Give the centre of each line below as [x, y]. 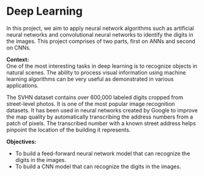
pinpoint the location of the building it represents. [69, 130]
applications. [22, 85]
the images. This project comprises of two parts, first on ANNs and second [101, 41]
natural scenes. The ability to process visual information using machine [96, 72]
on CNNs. [19, 48]
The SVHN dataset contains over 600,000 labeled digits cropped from [95, 97]
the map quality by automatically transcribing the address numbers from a [100, 117]
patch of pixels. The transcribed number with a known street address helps [101, 123]
